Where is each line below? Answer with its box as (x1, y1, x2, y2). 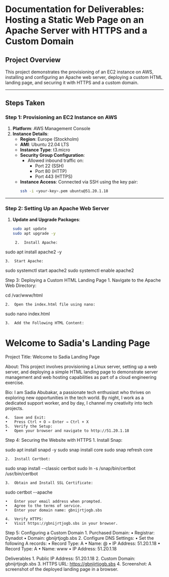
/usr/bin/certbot (5, 471, 38, 477)
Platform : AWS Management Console (12, 125, 91, 131)
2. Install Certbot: (5, 456, 51, 462)
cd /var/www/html (5, 293, 43, 299)
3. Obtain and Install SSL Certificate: (5, 480, 94, 486)
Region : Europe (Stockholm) (20, 136, 79, 142)
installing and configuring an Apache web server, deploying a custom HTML (5, 74, 162, 80)
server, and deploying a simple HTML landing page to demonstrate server (5, 369, 158, 375)
